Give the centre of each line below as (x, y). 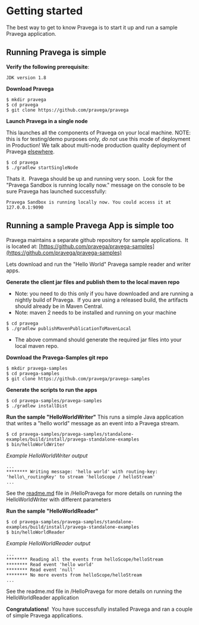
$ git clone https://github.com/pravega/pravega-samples (78, 379)
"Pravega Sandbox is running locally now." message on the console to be (96, 185)
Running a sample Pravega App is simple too (90, 226)
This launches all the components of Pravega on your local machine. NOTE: (99, 133)
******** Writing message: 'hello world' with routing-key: (82, 472)
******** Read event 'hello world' (50, 564)
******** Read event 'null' (41, 570)
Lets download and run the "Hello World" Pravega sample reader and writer (99, 264)
